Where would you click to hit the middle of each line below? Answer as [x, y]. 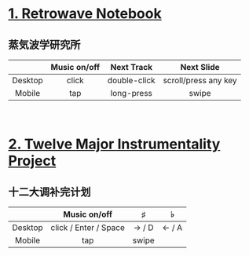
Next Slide [200, 67]
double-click [131, 80]
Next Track [132, 67]
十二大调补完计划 [49, 192]
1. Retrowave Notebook [85, 14]
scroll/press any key [200, 80]
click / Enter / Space [88, 227]
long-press [132, 93]
